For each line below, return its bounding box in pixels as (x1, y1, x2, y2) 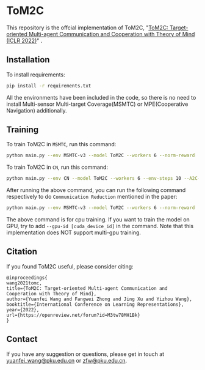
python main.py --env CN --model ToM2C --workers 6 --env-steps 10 (6, 176, 182, 182)
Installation (6, 54, 50, 65)
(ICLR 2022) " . (6, 37, 43, 44)
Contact (6, 334, 38, 344)
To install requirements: (6, 71, 65, 78)
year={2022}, (6, 306, 40, 313)
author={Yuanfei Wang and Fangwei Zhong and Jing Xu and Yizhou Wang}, (6, 296, 192, 302)
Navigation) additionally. (6, 106, 67, 114)
